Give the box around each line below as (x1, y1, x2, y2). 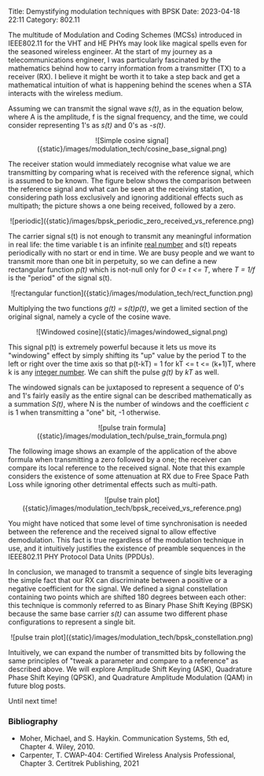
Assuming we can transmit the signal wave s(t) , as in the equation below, (8, 104, 244, 113)
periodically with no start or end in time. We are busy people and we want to (8, 248, 255, 258)
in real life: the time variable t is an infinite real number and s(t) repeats (8, 240, 237, 249)
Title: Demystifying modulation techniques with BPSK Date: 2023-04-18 (8, 7, 240, 16)
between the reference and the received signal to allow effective (8, 527, 217, 536)
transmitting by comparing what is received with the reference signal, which (8, 168, 254, 177)
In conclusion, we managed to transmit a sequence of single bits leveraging (8, 567, 253, 577)
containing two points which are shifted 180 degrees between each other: (8, 592, 247, 602)
